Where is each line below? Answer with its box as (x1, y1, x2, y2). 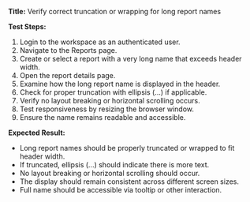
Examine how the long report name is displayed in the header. (19, 79, 221, 88)
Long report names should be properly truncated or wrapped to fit (19, 144, 235, 152)
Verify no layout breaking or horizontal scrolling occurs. (19, 96, 201, 105)
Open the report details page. (19, 71, 116, 80)
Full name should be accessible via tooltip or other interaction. (19, 185, 222, 194)
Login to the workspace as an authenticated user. (19, 37, 181, 47)
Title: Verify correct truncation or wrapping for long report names (8, 7, 222, 16)
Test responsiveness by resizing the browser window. (19, 104, 195, 114)
